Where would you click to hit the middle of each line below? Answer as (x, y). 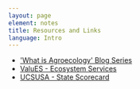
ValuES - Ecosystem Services (68, 69)
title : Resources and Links (55, 30)
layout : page (30, 15)
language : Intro (35, 38)
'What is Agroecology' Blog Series (76, 60)
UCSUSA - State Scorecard (64, 77)
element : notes (33, 23)
